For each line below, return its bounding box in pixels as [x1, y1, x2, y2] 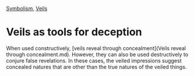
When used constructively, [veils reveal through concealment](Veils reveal [6, 44, 186, 51]
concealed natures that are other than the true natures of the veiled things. [6, 63, 187, 70]
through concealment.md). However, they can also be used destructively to [6, 51, 189, 58]
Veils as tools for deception [6, 26, 142, 39]
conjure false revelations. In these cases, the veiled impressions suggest [6, 57, 182, 64]
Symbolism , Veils [6, 5, 48, 12]
